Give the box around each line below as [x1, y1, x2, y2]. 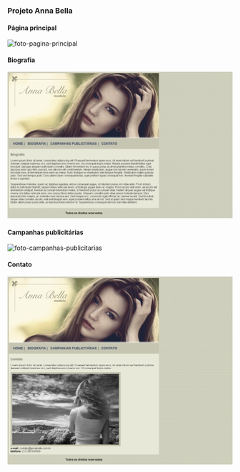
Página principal [7, 24, 57, 32]
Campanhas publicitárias [7, 228, 84, 236]
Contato [7, 260, 32, 268]
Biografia [7, 56, 36, 64]
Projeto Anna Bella [7, 6, 73, 16]
